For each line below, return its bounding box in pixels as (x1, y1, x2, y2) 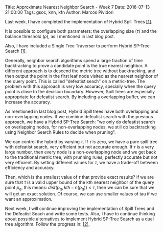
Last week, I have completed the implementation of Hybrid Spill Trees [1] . (5, 19, 153, 24)
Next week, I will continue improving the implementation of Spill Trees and (5, 205, 155, 211)
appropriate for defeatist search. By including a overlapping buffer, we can (5, 94, 156, 100)
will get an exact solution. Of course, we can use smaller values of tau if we (5, 190, 157, 197)
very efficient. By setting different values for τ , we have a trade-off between (5, 160, 158, 165)
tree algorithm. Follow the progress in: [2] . (5, 221, 90, 227)
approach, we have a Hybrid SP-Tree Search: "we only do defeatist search (5, 119, 155, 125)
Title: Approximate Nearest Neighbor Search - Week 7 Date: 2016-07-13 (5, 4, 150, 10)
